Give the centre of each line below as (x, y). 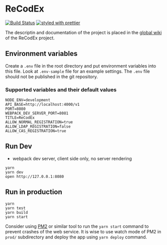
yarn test (16, 208)
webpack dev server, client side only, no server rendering (72, 158)
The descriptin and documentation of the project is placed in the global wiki (83, 32)
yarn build (17, 212)
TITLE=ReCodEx (20, 118)
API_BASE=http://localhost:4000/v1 (43, 105)
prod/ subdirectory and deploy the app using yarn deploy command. (76, 237)
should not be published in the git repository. (52, 77)
